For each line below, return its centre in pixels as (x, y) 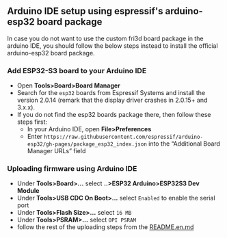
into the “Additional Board (184, 144)
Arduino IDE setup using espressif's (85, 11)
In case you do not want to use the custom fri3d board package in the (105, 38)
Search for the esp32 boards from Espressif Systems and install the (111, 93)
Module (28, 191)
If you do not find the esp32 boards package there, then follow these (114, 115)
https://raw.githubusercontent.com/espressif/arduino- (124, 137)
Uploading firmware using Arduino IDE (72, 169)
